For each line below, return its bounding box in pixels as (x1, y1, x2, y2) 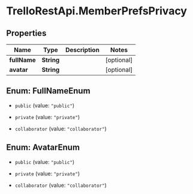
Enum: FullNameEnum (6, 86, 91, 96)
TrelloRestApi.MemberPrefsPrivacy (6, 4, 188, 18)
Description (65, 46, 100, 54)
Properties (6, 28, 47, 38)
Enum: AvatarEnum (6, 143, 80, 153)
